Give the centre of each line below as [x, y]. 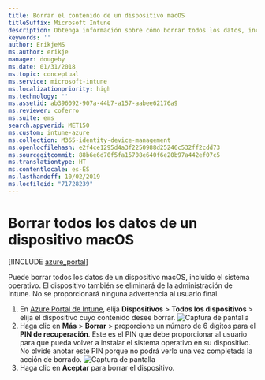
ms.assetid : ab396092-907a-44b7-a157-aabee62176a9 [93, 103]
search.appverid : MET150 [49, 125]
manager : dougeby [37, 60]
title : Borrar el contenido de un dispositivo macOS [97, 15]
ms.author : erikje [38, 52]
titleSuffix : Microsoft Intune [60, 23]
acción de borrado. [50, 359]
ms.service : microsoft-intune [58, 81]
